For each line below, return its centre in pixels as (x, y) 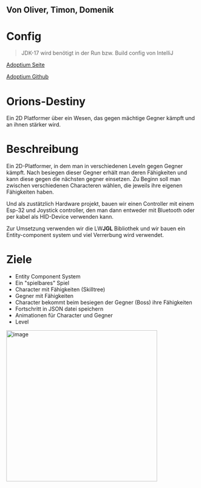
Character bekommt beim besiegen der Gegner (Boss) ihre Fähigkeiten (104, 302)
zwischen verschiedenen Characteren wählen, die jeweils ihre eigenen (94, 186)
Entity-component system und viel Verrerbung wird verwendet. (85, 235)
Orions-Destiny (46, 101)
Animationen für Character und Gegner (64, 316)
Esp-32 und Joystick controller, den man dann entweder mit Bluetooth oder (101, 210)
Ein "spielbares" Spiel (42, 283)
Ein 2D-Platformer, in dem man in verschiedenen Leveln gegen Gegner (95, 166)
